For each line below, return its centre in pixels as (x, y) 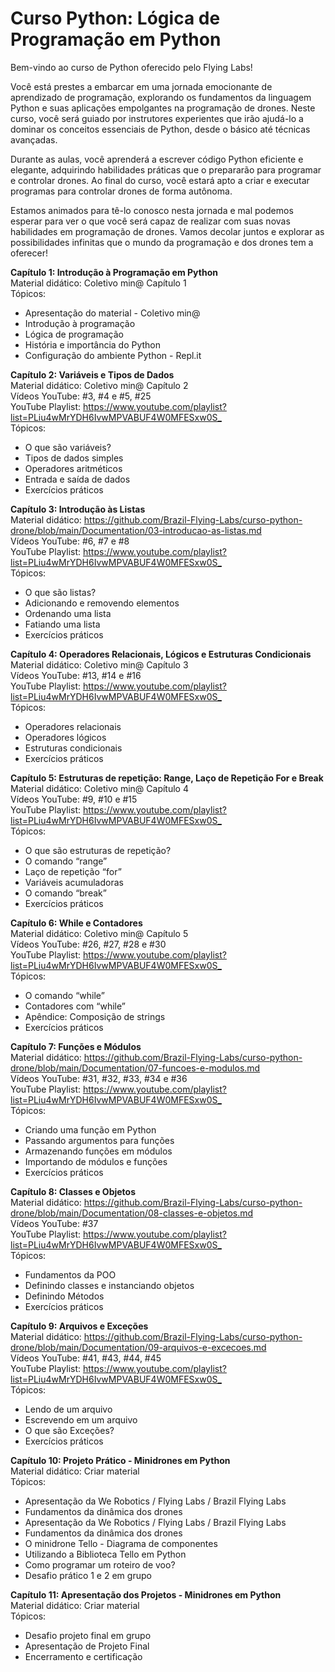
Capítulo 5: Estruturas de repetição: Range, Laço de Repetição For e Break (167, 778)
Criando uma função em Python (90, 1129)
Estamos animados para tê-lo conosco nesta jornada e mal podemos (152, 210)
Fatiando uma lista (62, 624)
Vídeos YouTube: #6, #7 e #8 (70, 541)
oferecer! (29, 253)
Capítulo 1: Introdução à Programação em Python (114, 272)
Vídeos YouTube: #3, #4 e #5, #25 (81, 396)
